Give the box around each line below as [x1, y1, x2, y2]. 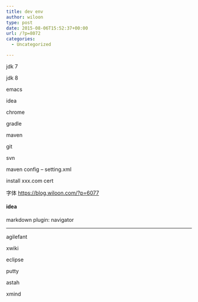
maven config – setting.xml [6, 166, 72, 173]
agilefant [6, 234, 28, 241]
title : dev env [6, 8, 44, 15]
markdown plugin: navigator [6, 216, 74, 224]
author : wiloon [6, 14, 44, 20]
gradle [6, 120, 22, 127]
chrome [6, 109, 25, 116]
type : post [6, 19, 33, 25]
